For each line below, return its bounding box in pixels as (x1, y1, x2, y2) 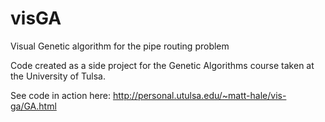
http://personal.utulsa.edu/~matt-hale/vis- (112, 89, 287, 101)
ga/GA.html (10, 100, 57, 112)
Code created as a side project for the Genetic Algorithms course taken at (10, 59, 315, 71)
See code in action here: (10, 89, 112, 101)
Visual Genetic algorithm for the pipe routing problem (10, 40, 230, 52)
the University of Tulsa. (10, 70, 106, 82)
